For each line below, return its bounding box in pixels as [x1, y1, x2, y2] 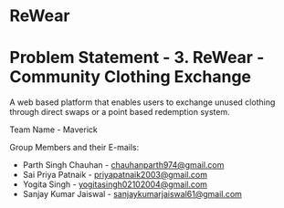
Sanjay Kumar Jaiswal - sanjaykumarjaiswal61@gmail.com [22, 189, 242, 200]
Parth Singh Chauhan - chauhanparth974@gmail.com [22, 160, 225, 171]
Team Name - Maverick [9, 124, 98, 135]
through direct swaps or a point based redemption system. [9, 107, 230, 118]
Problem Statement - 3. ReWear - [9, 47, 265, 68]
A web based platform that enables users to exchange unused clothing [9, 97, 276, 108]
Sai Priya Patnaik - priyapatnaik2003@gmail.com [22, 170, 208, 181]
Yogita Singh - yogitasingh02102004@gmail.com [22, 179, 208, 190]
